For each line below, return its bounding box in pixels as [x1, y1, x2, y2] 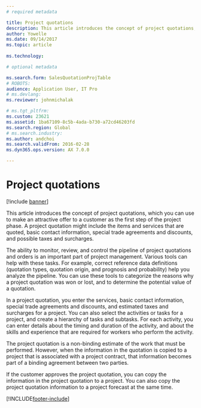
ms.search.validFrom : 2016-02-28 [6, 142, 90, 148]
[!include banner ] [6, 197, 49, 205]
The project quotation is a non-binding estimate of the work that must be [6, 340, 185, 347]
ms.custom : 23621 [6, 113, 50, 119]
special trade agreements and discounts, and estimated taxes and [6, 302, 169, 310]
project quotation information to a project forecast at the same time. [6, 383, 173, 391]
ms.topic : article [6, 42, 52, 48]
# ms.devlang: [6, 91, 42, 98]
